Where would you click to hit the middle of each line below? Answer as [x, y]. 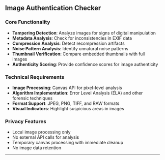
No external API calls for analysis [46, 137]
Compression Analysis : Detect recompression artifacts [69, 43]
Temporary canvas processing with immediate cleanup [68, 143]
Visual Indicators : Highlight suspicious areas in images [68, 108]
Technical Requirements [35, 77]
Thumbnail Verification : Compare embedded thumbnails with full [79, 54]
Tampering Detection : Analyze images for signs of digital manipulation [84, 33]
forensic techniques [32, 98]
